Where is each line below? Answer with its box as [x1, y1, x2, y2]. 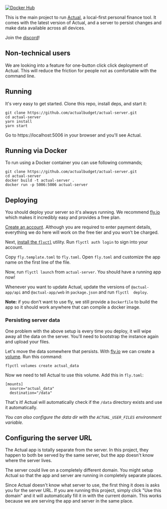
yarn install [5, 119, 32, 124]
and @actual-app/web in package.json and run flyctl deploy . [22, 289, 149, 295]
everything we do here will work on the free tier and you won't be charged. [5, 229, 159, 235]
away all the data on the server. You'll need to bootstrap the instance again [5, 333, 159, 339]
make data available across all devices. [5, 25, 86, 31]
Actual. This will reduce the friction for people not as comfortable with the [5, 67, 157, 73]
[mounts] [5, 381, 23, 386]
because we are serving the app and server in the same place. [5, 498, 134, 504]
